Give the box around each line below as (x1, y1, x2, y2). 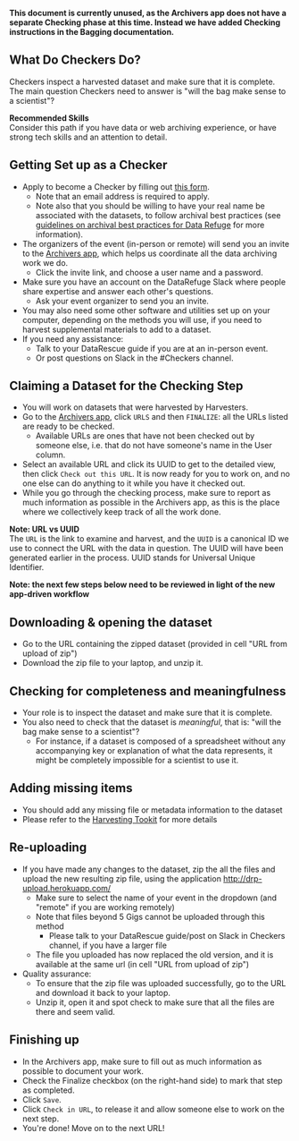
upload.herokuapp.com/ (21, 882, 112, 893)
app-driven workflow (9, 589, 90, 600)
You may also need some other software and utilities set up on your (21, 304, 270, 316)
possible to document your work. (21, 1065, 145, 1077)
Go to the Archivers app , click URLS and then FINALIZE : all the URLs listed (21, 412, 288, 422)
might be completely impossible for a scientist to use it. (35, 755, 239, 766)
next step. (21, 1113, 60, 1124)
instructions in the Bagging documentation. (9, 27, 175, 37)
